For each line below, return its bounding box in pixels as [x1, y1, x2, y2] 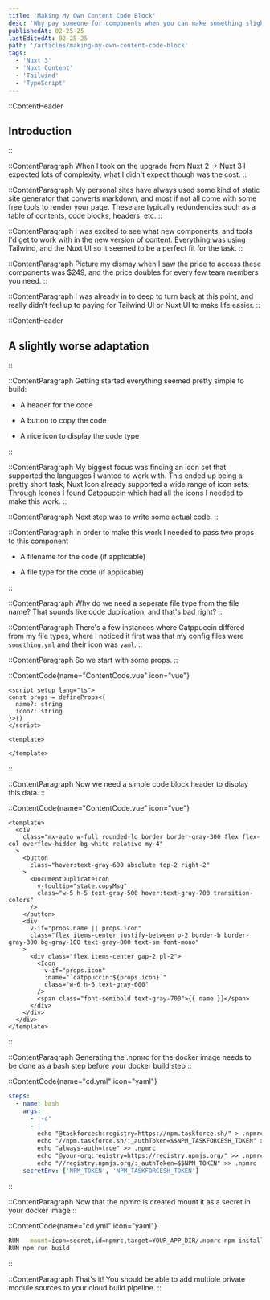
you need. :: [8, 276, 48, 286]
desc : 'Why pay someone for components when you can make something [8, 19, 243, 27]
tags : [8, 49, 27, 57]
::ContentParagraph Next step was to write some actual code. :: [8, 512, 219, 522]
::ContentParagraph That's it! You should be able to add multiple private [8, 1274, 246, 1284]
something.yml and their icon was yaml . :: [8, 640, 143, 649]
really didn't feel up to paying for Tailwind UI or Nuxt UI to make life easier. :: [8, 300, 261, 310]
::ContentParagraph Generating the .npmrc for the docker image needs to [8, 1053, 252, 1062]
